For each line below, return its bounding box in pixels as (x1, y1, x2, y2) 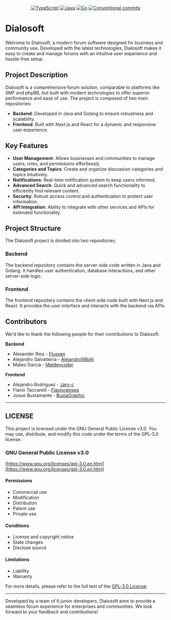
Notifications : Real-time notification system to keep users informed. (12, 177, 156, 183)
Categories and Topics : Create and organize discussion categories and (12, 166, 163, 172)
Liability (12, 567, 30, 574)
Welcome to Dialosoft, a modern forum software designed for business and (5, 39, 163, 45)
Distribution (12, 500, 37, 506)
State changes (12, 539, 43, 545)
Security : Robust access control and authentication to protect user (12, 193, 153, 199)
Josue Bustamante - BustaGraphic (12, 392, 85, 398)
